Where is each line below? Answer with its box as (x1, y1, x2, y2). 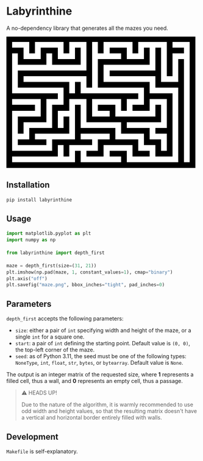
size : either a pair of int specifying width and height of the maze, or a (15, 327, 191, 334)
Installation (6, 180, 50, 190)
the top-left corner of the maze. (15, 346, 95, 354)
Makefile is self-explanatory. (6, 448, 78, 455)
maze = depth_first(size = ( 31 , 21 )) (6, 262, 97, 269)
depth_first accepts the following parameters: (6, 315, 124, 322)
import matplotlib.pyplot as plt (6, 230, 91, 237)
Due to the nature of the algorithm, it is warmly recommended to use (21, 401, 194, 409)
